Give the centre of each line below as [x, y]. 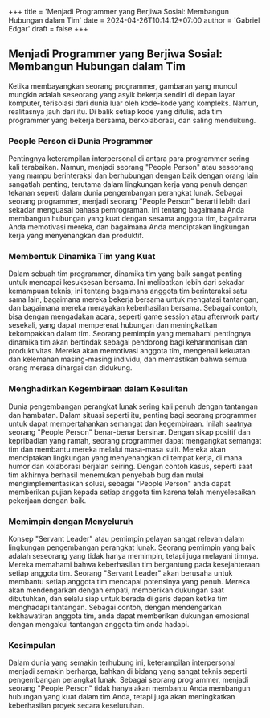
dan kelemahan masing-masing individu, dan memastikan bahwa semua [128, 359]
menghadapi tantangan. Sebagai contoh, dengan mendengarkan [115, 607]
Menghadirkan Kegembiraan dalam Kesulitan [98, 389]
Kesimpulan [32, 645]
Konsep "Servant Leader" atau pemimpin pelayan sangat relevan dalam [127, 539]
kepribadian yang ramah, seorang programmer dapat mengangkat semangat [135, 440]
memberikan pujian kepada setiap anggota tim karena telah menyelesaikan [132, 492]
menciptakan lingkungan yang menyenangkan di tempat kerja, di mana [125, 457]
